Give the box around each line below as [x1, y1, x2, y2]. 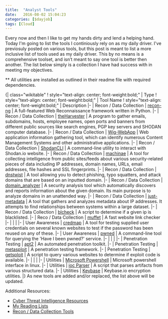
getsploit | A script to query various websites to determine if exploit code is [5, 252, 160, 258]
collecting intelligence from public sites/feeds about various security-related [5, 156, 163, 162]
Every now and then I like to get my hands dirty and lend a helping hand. [5, 35, 154, 41]
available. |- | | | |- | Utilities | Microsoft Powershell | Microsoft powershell [5, 257, 156, 263]
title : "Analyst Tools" [5, 7, 57, 13]
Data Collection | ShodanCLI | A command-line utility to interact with [5, 145, 146, 151]
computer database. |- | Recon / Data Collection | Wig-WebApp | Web [5, 129, 149, 135]
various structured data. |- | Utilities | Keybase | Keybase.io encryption [5, 268, 151, 274]
